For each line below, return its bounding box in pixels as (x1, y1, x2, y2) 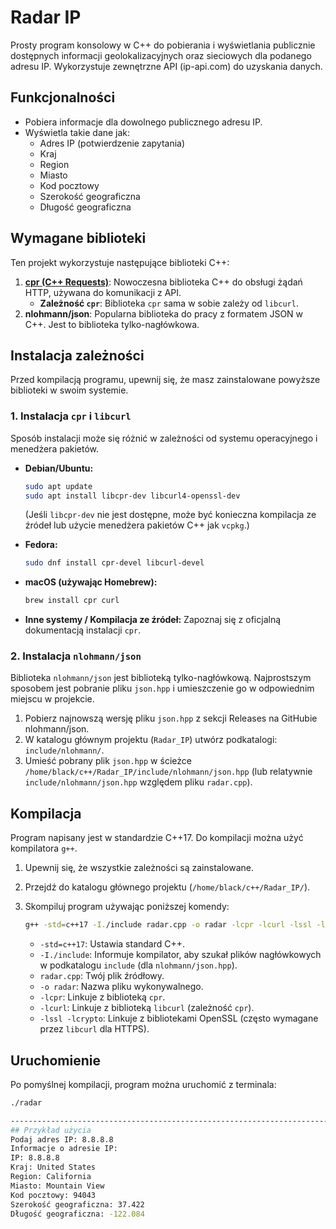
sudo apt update (24, 481, 93, 491)
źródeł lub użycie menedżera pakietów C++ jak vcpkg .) (24, 519, 250, 531)
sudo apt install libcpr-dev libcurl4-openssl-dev (24, 491, 241, 501)
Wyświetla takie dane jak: (24, 126, 131, 138)
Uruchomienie (10, 1052, 101, 1069)
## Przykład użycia (10, 1125, 92, 1135)
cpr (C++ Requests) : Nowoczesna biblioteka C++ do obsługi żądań (24, 276, 303, 288)
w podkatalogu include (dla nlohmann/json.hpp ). (39, 959, 238, 971)
